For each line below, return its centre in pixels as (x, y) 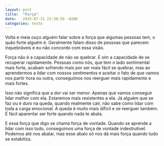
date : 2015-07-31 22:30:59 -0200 (41, 19)
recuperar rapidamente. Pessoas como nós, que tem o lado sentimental (77, 62)
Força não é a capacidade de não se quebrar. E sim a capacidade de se (77, 58)
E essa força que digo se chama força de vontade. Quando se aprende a (78, 123)
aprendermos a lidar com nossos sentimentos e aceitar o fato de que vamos (82, 73)
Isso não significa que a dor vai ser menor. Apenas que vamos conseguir (79, 93)
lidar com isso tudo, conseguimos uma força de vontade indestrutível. (76, 129)
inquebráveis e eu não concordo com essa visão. (55, 48)
